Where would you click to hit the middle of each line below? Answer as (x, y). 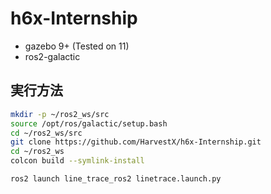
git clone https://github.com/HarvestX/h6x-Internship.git (136, 142)
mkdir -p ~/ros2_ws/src (60, 114)
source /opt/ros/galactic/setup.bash (89, 123)
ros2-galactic (52, 56)
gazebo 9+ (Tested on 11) (77, 46)
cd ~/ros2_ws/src (46, 133)
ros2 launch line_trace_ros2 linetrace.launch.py (116, 179)
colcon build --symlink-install (77, 161)
